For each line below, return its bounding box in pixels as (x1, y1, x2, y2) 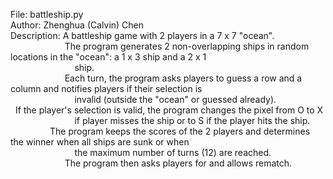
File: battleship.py (10, 9, 84, 20)
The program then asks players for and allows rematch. (64, 157, 293, 169)
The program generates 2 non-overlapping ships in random (64, 40, 310, 52)
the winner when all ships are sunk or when (10, 136, 190, 148)
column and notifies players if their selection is (10, 83, 203, 94)
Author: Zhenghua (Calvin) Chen (10, 19, 145, 31)
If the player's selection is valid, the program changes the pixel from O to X (14, 104, 324, 116)
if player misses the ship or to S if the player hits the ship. (74, 115, 311, 126)
